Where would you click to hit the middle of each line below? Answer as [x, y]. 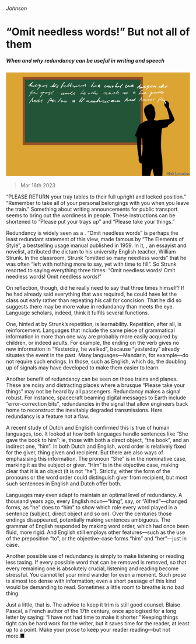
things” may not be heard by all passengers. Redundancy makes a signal [93, 392]
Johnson [17, 8]
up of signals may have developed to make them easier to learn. [83, 368]
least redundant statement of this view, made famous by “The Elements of [95, 239]
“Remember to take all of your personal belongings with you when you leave [98, 203]
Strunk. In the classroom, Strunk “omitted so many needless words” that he [96, 258]
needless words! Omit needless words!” [54, 277]
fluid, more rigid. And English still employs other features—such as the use [96, 532]
